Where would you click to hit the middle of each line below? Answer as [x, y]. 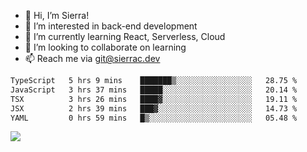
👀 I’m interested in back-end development [111, 26]
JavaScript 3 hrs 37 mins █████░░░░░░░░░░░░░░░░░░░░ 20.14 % [154, 90]
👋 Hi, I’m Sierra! [57, 15]
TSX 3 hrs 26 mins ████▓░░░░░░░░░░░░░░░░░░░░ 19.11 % [154, 99]
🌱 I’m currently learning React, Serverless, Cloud [125, 36]
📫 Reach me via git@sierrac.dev [92, 58]
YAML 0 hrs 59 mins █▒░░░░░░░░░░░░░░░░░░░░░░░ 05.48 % [154, 118]
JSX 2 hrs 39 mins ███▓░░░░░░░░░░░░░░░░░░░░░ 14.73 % [154, 108]
